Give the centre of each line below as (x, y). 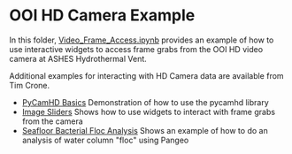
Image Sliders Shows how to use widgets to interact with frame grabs (149, 112)
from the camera (53, 121)
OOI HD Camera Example (102, 15)
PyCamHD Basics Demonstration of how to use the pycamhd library (146, 102)
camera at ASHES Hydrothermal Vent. (78, 58)
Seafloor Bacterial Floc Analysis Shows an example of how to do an (145, 130)
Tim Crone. (30, 85)
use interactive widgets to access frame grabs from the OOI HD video (136, 49)
